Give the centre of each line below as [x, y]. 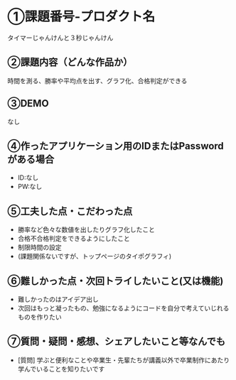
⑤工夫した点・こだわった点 [70, 211]
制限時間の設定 [39, 247]
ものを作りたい [39, 317]
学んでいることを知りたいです [61, 369]
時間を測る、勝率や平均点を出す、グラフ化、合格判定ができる [97, 80]
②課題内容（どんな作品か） [70, 62]
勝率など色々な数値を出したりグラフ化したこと [86, 229]
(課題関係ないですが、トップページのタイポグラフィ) [95, 256]
